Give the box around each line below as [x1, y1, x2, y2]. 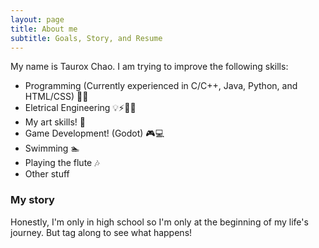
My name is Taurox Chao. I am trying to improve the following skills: [10, 61, 289, 73]
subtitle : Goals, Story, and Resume [10, 33, 163, 43]
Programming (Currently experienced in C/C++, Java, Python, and [24, 80, 298, 92]
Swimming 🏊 [24, 142, 80, 155]
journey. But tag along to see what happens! [10, 226, 193, 238]
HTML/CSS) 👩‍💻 [24, 91, 89, 103]
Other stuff [24, 168, 70, 180]
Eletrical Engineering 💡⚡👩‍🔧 [24, 102, 137, 114]
